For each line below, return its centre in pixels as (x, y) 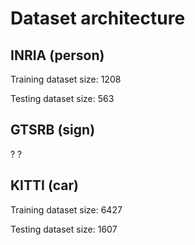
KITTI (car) (44, 185)
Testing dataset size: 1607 (64, 229)
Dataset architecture (98, 18)
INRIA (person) (57, 55)
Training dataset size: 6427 (66, 209)
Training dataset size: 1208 (66, 79)
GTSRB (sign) (53, 130)
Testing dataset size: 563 (62, 98)
